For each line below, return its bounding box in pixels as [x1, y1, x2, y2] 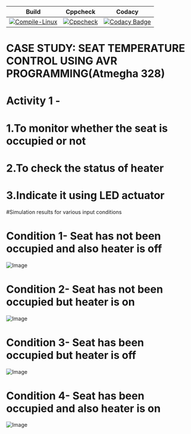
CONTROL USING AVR [6, 54, 118, 68]
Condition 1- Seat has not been [6, 229, 161, 243]
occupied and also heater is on [6, 402, 161, 415]
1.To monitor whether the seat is [6, 122, 168, 135]
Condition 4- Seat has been [6, 389, 145, 402]
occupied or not [6, 134, 86, 148]
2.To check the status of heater [6, 161, 164, 175]
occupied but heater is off [6, 348, 137, 362]
